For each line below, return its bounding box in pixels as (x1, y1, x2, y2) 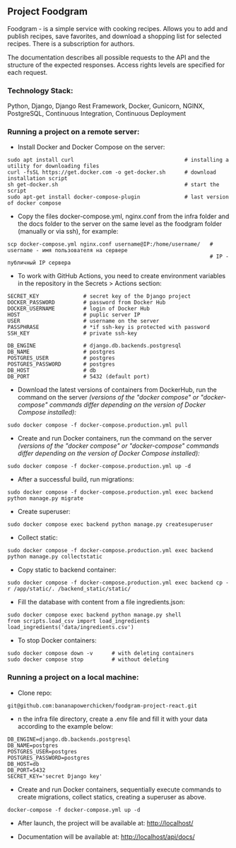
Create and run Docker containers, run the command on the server (17, 434, 212, 443)
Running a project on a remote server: (7, 127, 140, 137)
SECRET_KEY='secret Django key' (7, 772, 102, 780)
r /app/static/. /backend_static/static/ (7, 585, 131, 592)
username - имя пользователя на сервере (7, 247, 129, 254)
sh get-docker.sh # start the (7, 181, 220, 189)
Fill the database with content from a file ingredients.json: (17, 598, 185, 607)
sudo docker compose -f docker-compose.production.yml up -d (7, 462, 191, 470)
